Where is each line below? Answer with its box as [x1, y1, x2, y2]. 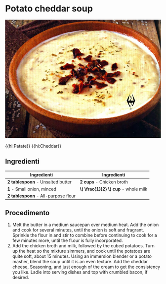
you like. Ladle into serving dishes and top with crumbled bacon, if [12, 269, 148, 275]
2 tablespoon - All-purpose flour [7, 193, 76, 199]
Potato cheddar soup [5, 3, 93, 14]
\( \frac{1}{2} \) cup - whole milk [80, 186, 148, 192]
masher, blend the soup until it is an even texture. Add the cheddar [12, 259, 148, 265]
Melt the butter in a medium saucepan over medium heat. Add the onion [12, 222, 159, 228]
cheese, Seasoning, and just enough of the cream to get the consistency [12, 264, 161, 270]
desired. [12, 275, 30, 281]
